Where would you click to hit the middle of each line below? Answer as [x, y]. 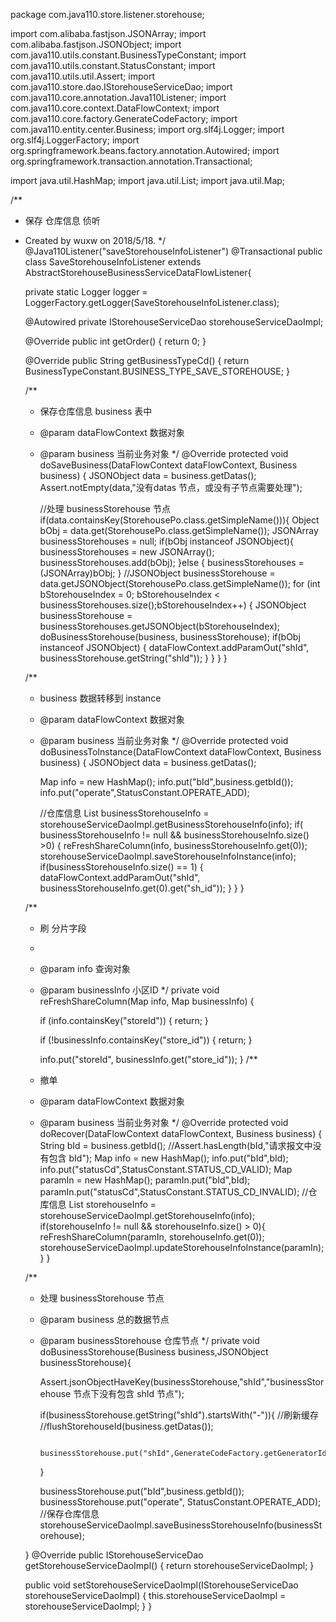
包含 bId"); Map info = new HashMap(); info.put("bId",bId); [168, 1158]
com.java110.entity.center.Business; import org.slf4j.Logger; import [147, 129]
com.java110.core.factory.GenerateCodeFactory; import [124, 118]
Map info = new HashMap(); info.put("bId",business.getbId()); [166, 782]
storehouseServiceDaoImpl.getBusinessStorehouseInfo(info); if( [171, 824]
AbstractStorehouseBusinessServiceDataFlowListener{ [138, 272]
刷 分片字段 [63, 928]
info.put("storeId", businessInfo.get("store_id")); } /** [148, 1059]
